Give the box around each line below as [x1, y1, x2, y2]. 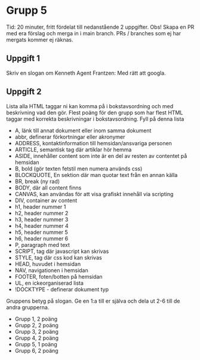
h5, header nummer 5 [14, 228, 69, 236]
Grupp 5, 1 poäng [14, 340, 58, 347]
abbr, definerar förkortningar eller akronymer [14, 133, 125, 141]
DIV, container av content [14, 197, 78, 204]
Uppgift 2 [6, 87, 42, 97]
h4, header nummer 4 [14, 222, 69, 229]
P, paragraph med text [14, 241, 70, 248]
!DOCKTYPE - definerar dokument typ [14, 285, 109, 293]
